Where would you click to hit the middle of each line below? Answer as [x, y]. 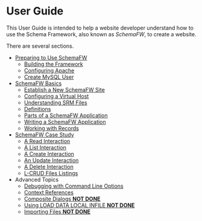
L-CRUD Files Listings [51, 173]
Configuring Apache [49, 70]
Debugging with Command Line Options [74, 186]
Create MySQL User [49, 77]
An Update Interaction [51, 160]
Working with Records [52, 128]
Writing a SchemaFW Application [65, 121]
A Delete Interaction [49, 167]
